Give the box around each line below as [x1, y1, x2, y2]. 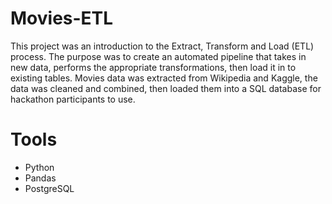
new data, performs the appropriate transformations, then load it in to [10, 61, 297, 73]
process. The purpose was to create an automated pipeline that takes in [10, 50, 307, 62]
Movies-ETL [10, 7, 114, 30]
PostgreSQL [24, 182, 75, 194]
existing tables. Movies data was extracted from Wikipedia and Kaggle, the [10, 72, 318, 84]
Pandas [24, 172, 57, 184]
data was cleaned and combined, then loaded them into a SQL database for [10, 82, 322, 94]
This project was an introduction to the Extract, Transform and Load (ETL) [10, 40, 315, 52]
